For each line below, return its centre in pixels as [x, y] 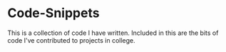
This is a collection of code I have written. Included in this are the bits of [113, 33]
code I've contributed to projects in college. [71, 40]
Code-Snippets [53, 13]
